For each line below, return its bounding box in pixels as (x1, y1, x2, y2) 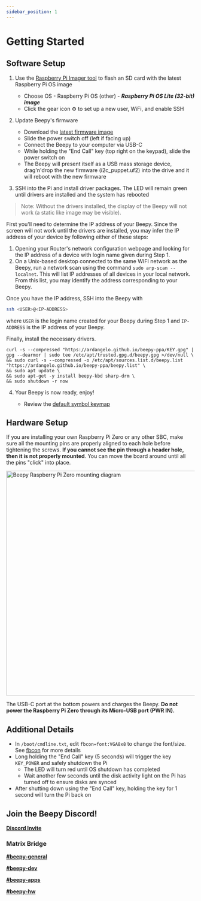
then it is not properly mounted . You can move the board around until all (6, 453, 186, 460)
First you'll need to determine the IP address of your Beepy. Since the (6, 220, 178, 228)
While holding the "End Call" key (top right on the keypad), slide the (23, 147, 190, 155)
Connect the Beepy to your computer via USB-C (23, 141, 142, 148)
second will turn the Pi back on (14, 791, 92, 798)
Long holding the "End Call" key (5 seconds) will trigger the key (14, 753, 172, 760)
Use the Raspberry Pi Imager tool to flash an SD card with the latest (14, 74, 181, 82)
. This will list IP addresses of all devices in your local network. (36, 270, 190, 278)
